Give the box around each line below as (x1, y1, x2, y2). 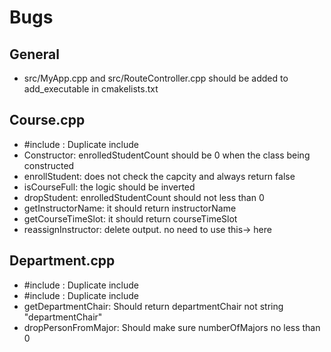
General (9, 46, 61, 63)
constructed (23, 159, 75, 171)
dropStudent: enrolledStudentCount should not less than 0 (23, 191, 265, 203)
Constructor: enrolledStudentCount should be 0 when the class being (23, 149, 311, 161)
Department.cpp (9, 252, 116, 270)
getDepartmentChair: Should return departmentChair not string (23, 300, 284, 312)
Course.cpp (9, 112, 86, 129)
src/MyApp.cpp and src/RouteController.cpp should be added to (23, 72, 289, 84)
